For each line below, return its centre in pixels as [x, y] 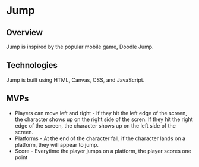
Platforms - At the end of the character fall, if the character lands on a [100, 138]
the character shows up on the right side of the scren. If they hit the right [104, 119]
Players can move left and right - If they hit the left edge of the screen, [101, 113]
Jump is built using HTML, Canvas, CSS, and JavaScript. [75, 80]
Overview [25, 33]
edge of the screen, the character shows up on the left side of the [95, 125]
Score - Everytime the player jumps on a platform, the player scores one [103, 151]
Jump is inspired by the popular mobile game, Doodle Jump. [80, 47]
